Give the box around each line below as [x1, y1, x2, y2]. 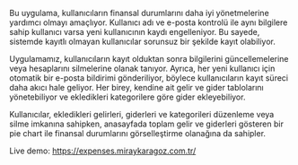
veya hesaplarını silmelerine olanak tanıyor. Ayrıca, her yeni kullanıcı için [9, 63, 276, 74]
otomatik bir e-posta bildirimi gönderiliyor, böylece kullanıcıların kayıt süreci [9, 73, 289, 83]
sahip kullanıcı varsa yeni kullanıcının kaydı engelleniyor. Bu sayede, [9, 27, 260, 37]
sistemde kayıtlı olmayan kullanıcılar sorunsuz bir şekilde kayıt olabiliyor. [9, 36, 276, 47]
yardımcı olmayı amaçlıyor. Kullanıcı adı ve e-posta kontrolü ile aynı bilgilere [9, 17, 288, 28]
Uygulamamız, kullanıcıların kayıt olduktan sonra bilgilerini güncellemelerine [9, 54, 289, 64]
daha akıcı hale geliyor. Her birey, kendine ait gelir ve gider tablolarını [9, 82, 265, 92]
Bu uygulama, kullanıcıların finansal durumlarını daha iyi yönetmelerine [9, 8, 269, 18]
